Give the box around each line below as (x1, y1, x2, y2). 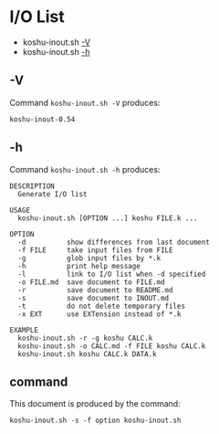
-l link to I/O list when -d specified (17, 270, 206, 279)
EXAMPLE (9, 325, 39, 334)
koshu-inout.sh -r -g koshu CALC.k (17, 333, 153, 343)
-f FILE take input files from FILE (17, 245, 173, 255)
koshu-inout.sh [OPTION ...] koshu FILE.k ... (17, 213, 198, 223)
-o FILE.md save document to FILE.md (17, 277, 166, 287)
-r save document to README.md (17, 285, 173, 294)
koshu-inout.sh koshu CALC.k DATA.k (17, 349, 157, 358)
